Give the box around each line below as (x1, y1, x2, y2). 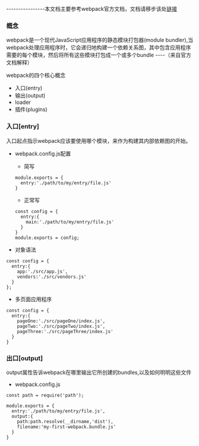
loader (14, 98, 31, 106)
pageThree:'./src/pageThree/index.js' (17, 328, 114, 334)
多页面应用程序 (14, 295, 52, 303)
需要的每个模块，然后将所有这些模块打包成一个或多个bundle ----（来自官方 (6, 52, 191, 59)
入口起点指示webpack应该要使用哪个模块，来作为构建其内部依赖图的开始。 (6, 137, 191, 144)
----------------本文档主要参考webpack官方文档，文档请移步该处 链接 (6, 5, 177, 12)
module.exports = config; (14, 235, 79, 241)
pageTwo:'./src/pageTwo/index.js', (17, 323, 106, 329)
